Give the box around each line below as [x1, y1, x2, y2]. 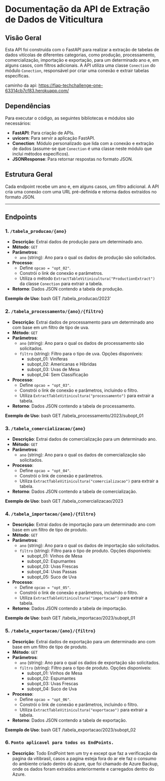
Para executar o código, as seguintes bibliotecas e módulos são [5, 115, 135, 121]
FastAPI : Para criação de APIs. [12, 130, 75, 136]
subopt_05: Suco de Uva [27, 574, 77, 580]
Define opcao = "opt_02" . [19, 265, 71, 271]
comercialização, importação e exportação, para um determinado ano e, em [5, 57, 159, 63]
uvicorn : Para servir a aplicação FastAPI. [12, 135, 95, 141]
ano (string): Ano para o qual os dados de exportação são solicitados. [19, 660, 160, 666]
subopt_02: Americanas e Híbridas [27, 361, 97, 367]
